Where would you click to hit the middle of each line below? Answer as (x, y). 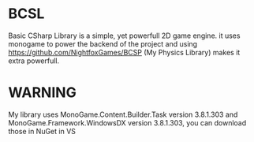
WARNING (42, 93)
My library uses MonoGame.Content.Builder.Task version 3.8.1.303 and (123, 114)
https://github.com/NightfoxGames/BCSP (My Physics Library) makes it (124, 52)
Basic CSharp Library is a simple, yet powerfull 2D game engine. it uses (124, 35)
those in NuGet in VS (42, 131)
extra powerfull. (34, 61)
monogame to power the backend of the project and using (103, 43)
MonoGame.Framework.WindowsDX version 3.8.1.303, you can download (127, 122)
